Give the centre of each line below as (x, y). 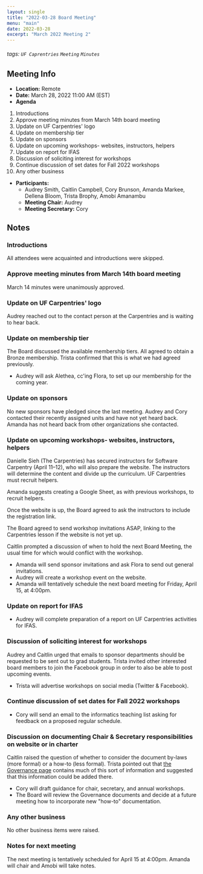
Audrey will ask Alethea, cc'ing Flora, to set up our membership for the (104, 376)
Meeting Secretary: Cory (56, 208)
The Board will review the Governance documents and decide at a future (106, 795)
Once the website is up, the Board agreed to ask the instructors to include (99, 510)
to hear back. (23, 322)
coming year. (32, 382)
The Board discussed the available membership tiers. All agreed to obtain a (100, 352)
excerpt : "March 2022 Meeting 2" (49, 35)
